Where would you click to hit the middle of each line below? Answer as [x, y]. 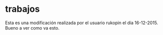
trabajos [23, 9]
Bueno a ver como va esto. [32, 28]
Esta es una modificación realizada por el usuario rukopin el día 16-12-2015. [82, 23]
